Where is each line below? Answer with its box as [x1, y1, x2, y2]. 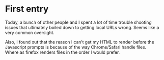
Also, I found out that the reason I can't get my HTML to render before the [5, 39, 155, 45]
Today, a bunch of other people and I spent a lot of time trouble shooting [5, 19, 152, 25]
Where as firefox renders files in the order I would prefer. [5, 49, 120, 55]
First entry [5, 3, 49, 15]
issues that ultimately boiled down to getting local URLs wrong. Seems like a [5, 24, 160, 30]
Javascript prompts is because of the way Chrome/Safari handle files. [5, 44, 146, 50]
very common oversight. [5, 30, 55, 35]
